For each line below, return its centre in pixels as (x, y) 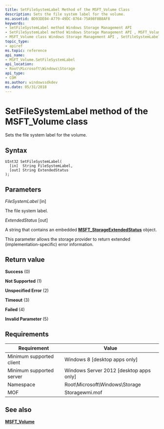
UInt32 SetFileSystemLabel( (34, 162)
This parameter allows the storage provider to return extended (68, 239)
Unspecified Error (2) (27, 290)
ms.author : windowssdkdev (31, 82)
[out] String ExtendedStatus (39, 170)
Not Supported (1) (23, 281)
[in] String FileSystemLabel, (41, 166)
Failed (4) (15, 309)
